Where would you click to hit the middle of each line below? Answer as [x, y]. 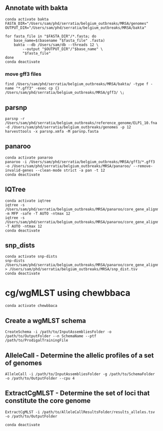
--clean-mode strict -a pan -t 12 [70, 170]
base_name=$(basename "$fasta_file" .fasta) [59, 40]
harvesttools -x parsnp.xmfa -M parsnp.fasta [52, 131]
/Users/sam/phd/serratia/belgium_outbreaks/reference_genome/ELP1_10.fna [81, 123]
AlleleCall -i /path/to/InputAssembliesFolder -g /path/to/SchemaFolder [80, 374]
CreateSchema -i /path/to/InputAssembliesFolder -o [58, 332]
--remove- [143, 166]
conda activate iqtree [28, 201]
